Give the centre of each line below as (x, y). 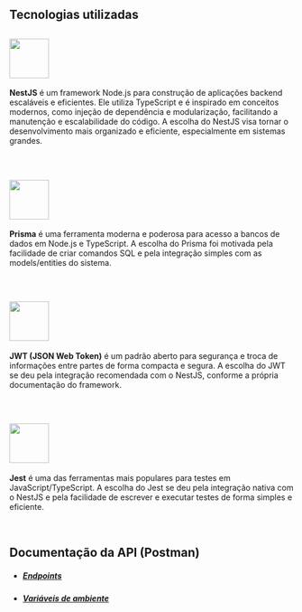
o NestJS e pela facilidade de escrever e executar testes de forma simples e (151, 497)
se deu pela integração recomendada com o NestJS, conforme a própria (144, 375)
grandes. (26, 141)
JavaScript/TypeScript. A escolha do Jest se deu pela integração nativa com (151, 487)
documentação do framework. (65, 384)
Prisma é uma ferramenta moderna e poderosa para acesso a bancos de (145, 234)
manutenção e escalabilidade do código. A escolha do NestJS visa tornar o (149, 122)
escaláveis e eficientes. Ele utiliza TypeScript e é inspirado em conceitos (144, 102)
